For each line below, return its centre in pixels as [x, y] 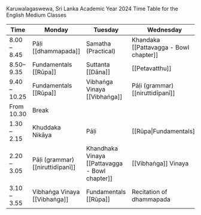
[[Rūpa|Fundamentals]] [164, 131]
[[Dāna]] [98, 72]
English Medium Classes [36, 15]
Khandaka [146, 40]
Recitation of [149, 192]
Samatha [98, 43]
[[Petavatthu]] [151, 68]
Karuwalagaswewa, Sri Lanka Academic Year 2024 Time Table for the [92, 9]
